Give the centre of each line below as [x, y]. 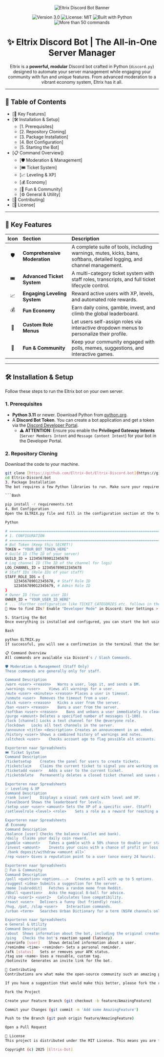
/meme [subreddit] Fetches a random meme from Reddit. [64, 889]
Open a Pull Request [26, 1027]
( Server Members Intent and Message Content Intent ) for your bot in [88, 435]
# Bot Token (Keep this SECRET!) [39, 545]
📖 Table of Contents [36, 102]
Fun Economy [39, 311]
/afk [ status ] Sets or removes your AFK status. [58, 952]
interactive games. [93, 354]
